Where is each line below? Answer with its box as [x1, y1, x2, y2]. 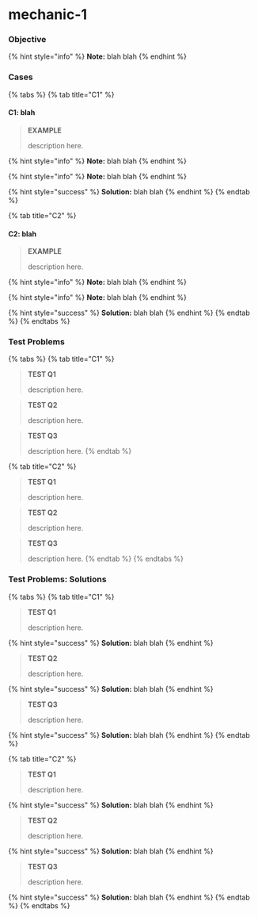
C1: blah [8, 108, 36, 117]
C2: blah [8, 228, 37, 239]
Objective [8, 34, 47, 45]
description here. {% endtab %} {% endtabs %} [27, 554, 184, 564]
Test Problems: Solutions [8, 574, 107, 585]
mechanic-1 [8, 6, 88, 24]
